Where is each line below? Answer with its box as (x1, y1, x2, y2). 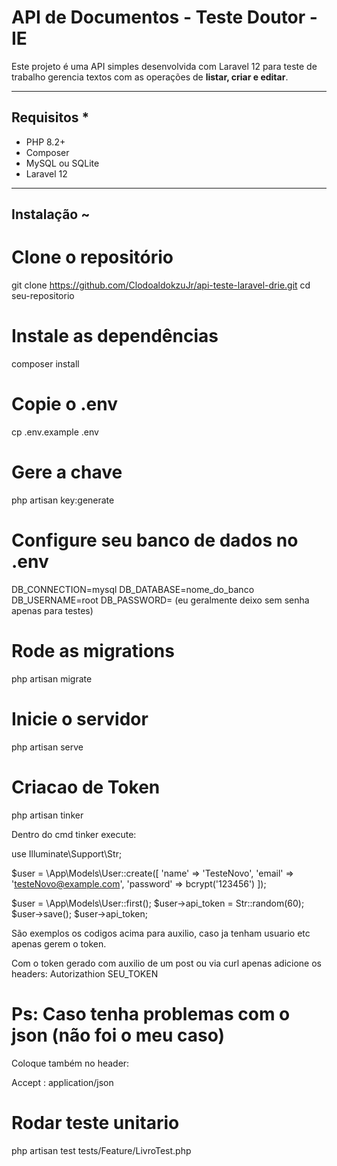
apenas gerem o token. (11, 937, 107, 950)
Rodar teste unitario (11, 1111, 180, 1134)
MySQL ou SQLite (25, 157, 100, 169)
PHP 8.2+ (25, 136, 66, 148)
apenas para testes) (11, 604, 94, 616)
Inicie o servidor (11, 707, 149, 730)
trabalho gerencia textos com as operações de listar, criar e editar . (11, 71, 289, 83)
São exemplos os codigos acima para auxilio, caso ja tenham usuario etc (11, 927, 311, 939)
